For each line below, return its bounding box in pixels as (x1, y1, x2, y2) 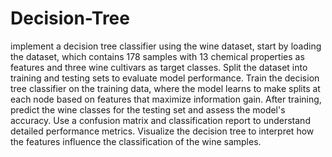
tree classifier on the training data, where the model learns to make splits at (10, 82, 321, 94)
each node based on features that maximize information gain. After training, (10, 93, 322, 105)
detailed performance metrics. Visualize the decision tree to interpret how (10, 125, 315, 137)
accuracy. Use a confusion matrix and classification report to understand (10, 114, 311, 126)
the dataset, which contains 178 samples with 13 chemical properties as (10, 50, 305, 62)
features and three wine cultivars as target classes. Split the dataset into (10, 61, 308, 73)
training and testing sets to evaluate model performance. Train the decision (10, 72, 320, 84)
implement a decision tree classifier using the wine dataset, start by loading (10, 40, 322, 52)
